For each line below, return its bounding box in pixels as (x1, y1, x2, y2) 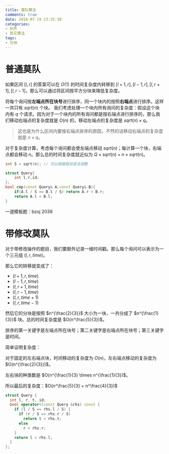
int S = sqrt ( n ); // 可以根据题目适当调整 (5, 161, 88, 167)
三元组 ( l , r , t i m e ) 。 (9, 252, 48, 258)
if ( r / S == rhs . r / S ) (18, 412, 71, 417)
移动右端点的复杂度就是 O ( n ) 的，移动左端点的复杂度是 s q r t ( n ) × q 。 (9, 117, 150, 123)
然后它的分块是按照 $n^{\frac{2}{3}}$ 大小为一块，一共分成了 (5, 310, 133, 316)
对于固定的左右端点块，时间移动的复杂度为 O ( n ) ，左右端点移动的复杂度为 (5, 355, 157, 361)
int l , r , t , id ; (10, 397, 46, 402)
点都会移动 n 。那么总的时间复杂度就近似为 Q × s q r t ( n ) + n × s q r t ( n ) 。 (5, 151, 148, 157)
